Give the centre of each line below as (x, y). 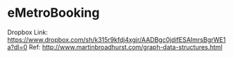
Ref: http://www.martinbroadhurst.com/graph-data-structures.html (126, 47)
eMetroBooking (53, 13)
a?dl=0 (18, 47)
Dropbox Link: (27, 32)
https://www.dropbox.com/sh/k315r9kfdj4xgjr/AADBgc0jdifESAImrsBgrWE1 (117, 39)
